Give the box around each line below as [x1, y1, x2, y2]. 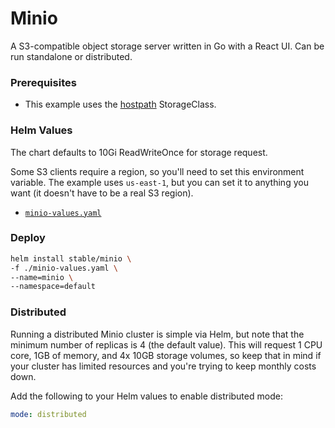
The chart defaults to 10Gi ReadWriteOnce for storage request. [10, 146, 268, 158]
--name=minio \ [10, 272, 74, 282]
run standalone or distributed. [10, 50, 133, 62]
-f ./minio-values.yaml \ [10, 263, 118, 273]
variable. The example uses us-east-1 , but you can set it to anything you [10, 176, 309, 188]
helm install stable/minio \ [10, 253, 132, 264]
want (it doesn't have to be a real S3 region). [10, 187, 194, 199]
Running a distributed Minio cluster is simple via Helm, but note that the [10, 328, 305, 340]
